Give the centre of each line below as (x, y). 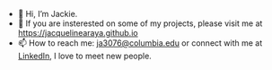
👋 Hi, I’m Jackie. (48, 14)
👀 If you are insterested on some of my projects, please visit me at (140, 23)
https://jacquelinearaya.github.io (78, 33)
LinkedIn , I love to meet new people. (85, 56)
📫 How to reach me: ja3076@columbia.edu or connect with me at (140, 43)
